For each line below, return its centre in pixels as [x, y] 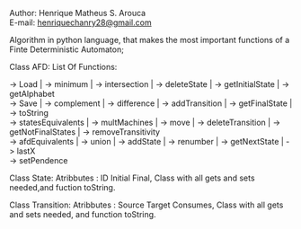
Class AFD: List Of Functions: [63, 67]
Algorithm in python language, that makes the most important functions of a [150, 40]
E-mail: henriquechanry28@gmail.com [80, 22]
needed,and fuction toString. [62, 187]
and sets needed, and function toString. [83, 214]
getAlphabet [32, 94]
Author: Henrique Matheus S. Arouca [78, 13]
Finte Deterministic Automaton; [66, 49]
